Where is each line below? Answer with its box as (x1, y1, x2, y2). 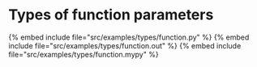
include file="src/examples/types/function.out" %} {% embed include (8, 40, 242, 50)
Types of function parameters (8, 6, 214, 24)
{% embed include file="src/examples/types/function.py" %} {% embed (8, 32, 250, 42)
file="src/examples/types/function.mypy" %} (8, 49, 160, 59)
